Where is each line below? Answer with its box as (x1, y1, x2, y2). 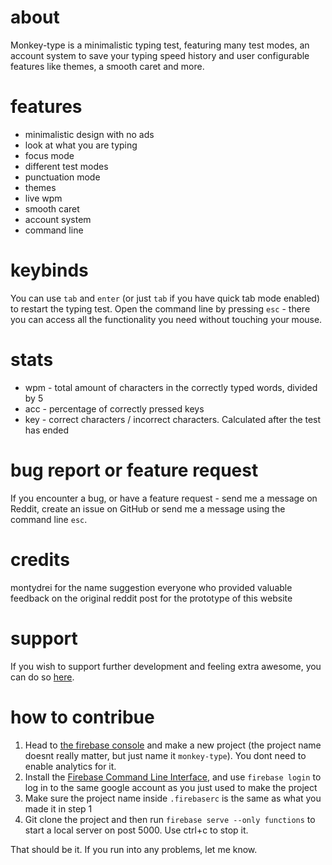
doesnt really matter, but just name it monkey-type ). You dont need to (24, 749, 307, 761)
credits (10, 548, 70, 571)
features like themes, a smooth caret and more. (10, 60, 205, 72)
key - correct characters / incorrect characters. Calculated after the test (24, 413, 322, 425)
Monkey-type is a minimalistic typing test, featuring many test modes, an (10, 39, 310, 51)
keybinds (10, 259, 89, 282)
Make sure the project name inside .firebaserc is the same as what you (24, 792, 322, 804)
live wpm (24, 192, 63, 204)
